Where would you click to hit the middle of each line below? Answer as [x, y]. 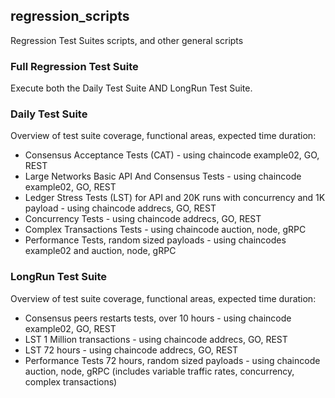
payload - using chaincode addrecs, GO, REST [120, 208]
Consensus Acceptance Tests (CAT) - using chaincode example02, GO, [172, 155]
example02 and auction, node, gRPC [100, 251]
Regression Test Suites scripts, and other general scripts [127, 40]
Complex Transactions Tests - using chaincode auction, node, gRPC [165, 230]
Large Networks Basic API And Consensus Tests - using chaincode [163, 176]
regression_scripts [70, 16]
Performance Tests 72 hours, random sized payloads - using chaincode [172, 360]
